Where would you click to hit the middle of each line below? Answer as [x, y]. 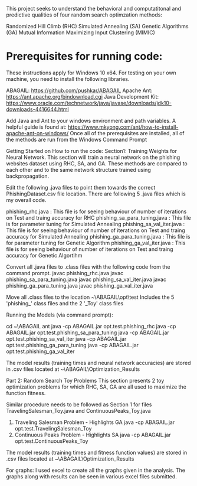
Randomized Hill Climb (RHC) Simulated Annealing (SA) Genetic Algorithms [97, 26]
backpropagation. [27, 176]
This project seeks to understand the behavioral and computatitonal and [94, 9]
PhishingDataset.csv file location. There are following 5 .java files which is [96, 194]
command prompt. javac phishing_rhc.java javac [65, 273]
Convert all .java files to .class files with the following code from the [88, 267]
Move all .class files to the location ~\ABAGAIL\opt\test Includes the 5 [90, 297]
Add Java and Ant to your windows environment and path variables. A [91, 120]
